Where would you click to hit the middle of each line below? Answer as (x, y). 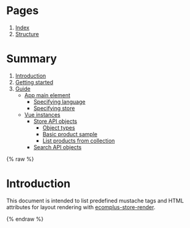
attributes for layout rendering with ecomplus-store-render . (81, 207)
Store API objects (55, 121)
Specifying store (54, 108)
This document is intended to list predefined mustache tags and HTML (95, 200)
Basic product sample (70, 134)
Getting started (34, 82)
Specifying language (59, 101)
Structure (27, 34)
